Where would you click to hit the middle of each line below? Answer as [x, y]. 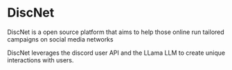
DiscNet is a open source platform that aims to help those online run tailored [116, 32]
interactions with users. [41, 60]
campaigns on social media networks [60, 39]
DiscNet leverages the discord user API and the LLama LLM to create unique [116, 53]
